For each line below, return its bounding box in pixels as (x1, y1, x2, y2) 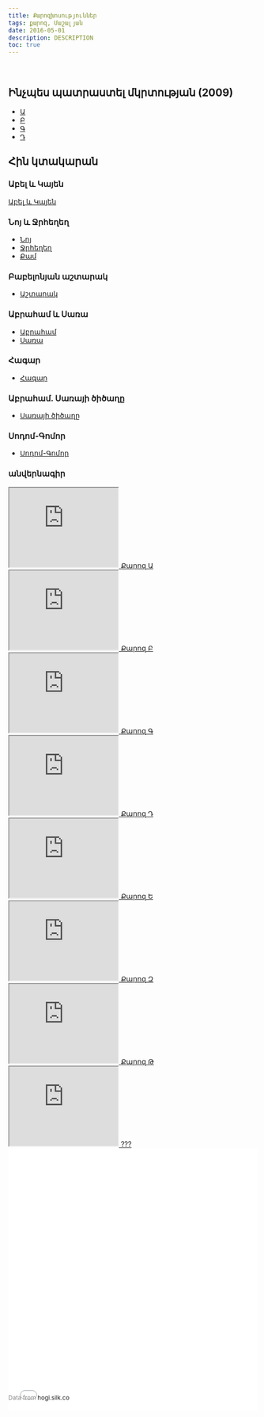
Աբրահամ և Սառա (8, 309, 89, 320)
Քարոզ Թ (120, 1057, 154, 1066)
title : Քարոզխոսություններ (8, 11, 97, 20)
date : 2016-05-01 (8, 26, 66, 34)
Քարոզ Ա (120, 560, 154, 570)
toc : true (8, 41, 41, 49)
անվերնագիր (8, 468, 66, 479)
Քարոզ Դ (120, 809, 154, 818)
